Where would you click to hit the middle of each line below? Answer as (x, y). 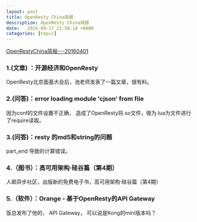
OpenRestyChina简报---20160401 (47, 52)
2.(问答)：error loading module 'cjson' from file (75, 99)
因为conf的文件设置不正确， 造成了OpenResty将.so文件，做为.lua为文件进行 (98, 112)
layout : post (22, 12)
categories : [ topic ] (32, 34)
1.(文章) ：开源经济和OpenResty (52, 68)
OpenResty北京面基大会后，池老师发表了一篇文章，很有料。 (79, 82)
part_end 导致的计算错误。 (38, 151)
